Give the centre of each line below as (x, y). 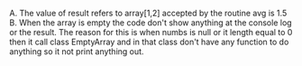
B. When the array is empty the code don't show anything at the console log (151, 23)
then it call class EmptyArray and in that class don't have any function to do (149, 42)
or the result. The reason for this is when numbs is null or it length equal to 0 (151, 32)
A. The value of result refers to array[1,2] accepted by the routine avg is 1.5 (148, 13)
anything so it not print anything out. (77, 52)
